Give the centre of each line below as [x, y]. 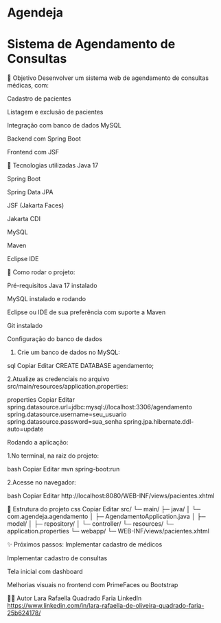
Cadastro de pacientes [39, 99]
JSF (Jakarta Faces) [36, 205]
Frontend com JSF [33, 152]
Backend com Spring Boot [44, 139]
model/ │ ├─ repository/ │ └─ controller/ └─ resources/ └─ [90, 524]
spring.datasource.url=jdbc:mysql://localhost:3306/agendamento [100, 407]
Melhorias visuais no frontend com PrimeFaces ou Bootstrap [93, 585]
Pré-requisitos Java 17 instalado [52, 286]
